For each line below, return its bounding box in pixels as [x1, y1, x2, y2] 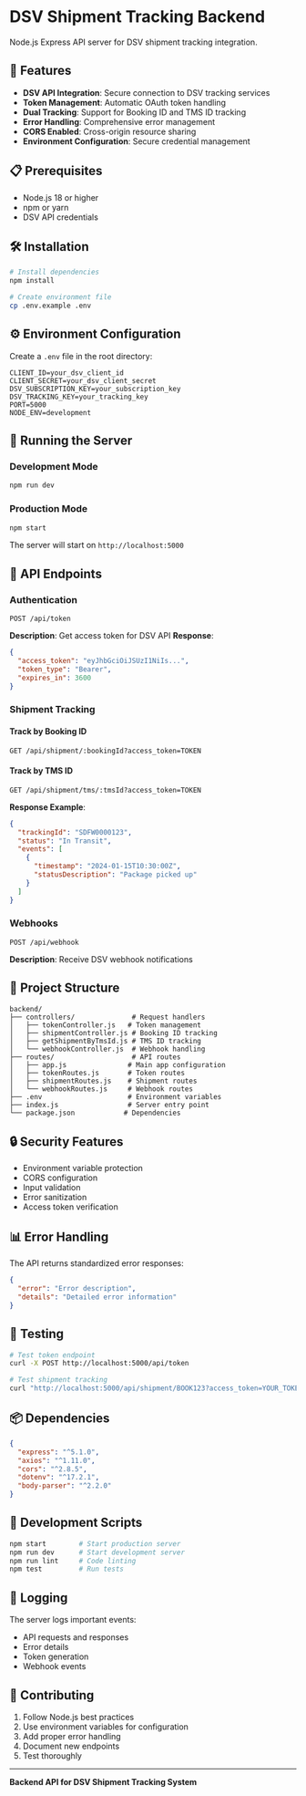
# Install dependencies [9, 267, 100, 277]
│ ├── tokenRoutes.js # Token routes [9, 1068, 185, 1077]
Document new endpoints [22, 1740, 120, 1751]
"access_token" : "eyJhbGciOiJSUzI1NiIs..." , [17, 656, 189, 665]
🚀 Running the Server [9, 433, 133, 449]
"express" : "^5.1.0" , [17, 1448, 100, 1457]
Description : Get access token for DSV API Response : [9, 630, 214, 641]
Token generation [22, 1651, 89, 1662]
